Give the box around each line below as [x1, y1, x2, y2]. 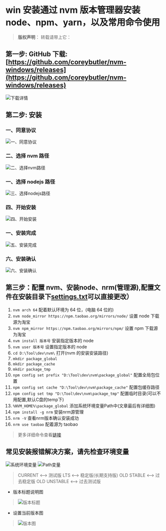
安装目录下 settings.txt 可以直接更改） [18, 292, 133, 301]
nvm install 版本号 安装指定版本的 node [12, 337, 94, 343]
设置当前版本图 [12, 510, 43, 516]
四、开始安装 [5, 204, 37, 210]
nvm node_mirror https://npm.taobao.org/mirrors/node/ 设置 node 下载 [12, 313, 160, 319]
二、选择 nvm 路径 [5, 153, 49, 160]
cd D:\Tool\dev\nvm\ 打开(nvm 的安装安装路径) [12, 350, 109, 356]
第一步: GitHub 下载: [5, 50, 68, 58]
